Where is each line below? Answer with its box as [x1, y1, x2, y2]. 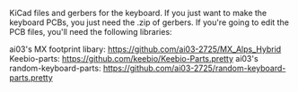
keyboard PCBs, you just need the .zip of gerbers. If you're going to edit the [9, 17, 290, 28]
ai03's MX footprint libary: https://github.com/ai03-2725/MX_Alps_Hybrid [9, 44, 282, 54]
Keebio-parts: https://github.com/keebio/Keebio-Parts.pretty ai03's [9, 54, 259, 63]
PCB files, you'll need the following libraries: [9, 27, 172, 37]
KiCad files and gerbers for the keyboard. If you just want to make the [9, 8, 267, 18]
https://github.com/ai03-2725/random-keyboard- [102, 63, 286, 73]
